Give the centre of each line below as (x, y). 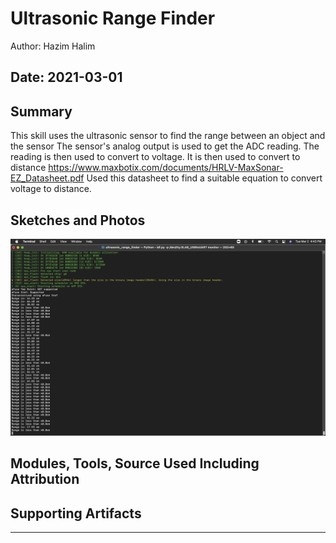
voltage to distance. (51, 189)
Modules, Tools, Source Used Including (135, 463)
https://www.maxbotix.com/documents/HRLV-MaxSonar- (166, 168)
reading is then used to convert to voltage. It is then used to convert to (155, 157)
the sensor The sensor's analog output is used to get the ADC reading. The (165, 146)
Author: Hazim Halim (53, 46)
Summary (41, 111)
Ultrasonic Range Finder (113, 18)
